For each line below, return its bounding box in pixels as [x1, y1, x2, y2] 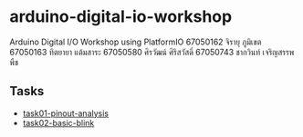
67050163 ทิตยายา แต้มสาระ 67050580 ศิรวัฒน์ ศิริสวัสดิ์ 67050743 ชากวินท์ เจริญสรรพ [9, 46, 295, 57]
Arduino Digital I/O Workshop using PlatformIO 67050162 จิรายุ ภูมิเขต [9, 36, 262, 47]
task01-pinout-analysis [22, 107, 110, 119]
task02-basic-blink [22, 117, 95, 128]
